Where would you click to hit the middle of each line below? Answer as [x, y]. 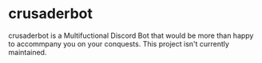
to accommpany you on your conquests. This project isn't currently [119, 43]
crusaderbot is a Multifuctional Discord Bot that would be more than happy [131, 35]
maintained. [28, 52]
